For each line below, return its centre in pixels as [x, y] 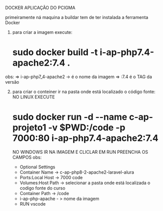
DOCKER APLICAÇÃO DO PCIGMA [40, 8]
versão [12, 82]
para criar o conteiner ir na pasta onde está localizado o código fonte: [84, 92]
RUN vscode [33, 204]
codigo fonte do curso [42, 188]
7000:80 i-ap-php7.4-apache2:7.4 [85, 138]
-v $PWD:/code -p [87, 128]
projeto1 [29, 128]
